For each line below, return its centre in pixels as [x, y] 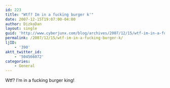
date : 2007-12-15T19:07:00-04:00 [40, 19]
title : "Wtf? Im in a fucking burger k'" [50, 15]
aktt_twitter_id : [24, 52]
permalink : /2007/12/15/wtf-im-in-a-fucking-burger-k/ [64, 38]
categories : [18, 61]
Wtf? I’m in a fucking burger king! [40, 80]
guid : [11, 33]
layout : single [21, 29]
